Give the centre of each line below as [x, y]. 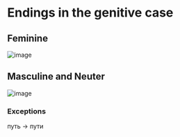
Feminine [28, 38]
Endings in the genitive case [90, 13]
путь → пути [25, 127]
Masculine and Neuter [56, 76]
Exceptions [27, 111]
